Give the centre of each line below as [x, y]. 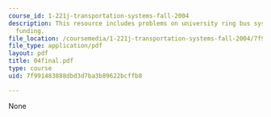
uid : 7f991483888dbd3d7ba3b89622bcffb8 [75, 76]
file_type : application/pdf [56, 46]
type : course [30, 69]
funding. [30, 31]
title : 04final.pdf [41, 61]
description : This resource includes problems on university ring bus [129, 23]
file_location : [34, 38]
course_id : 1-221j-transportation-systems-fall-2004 [99, 16]
